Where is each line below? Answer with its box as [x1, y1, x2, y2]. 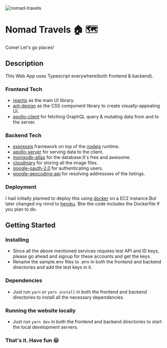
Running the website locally [5, 307, 76, 314]
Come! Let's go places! [5, 44, 54, 50]
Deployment [5, 183, 37, 191]
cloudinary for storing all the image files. [12, 160, 98, 166]
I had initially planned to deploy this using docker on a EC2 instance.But [5, 195, 157, 201]
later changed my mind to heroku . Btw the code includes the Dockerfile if [5, 200, 160, 207]
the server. [12, 119, 36, 125]
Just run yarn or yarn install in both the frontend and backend [12, 289, 147, 295]
